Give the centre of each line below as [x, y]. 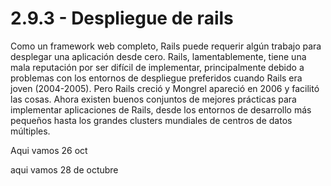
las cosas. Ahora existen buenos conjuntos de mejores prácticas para [153, 99]
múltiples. [30, 131]
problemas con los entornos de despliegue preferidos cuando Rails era [156, 78]
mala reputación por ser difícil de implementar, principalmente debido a [157, 67]
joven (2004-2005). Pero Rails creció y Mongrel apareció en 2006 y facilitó [165, 88]
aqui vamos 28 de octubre [64, 169]
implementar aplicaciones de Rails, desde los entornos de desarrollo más [161, 109]
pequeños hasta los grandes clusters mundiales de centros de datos [151, 120]
